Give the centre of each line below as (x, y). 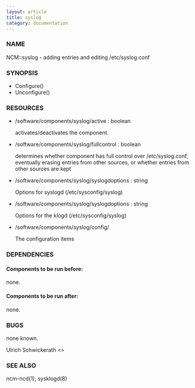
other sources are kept (43, 169)
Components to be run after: (42, 296)
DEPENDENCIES (30, 255)
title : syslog (24, 17)
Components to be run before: (45, 269)
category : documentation (37, 23)
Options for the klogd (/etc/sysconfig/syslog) (71, 216)
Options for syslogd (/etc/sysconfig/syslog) (69, 192)
